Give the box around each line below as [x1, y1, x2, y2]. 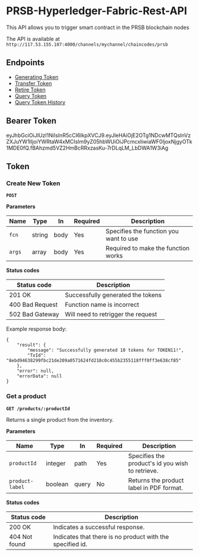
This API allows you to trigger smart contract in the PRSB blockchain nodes [6, 24, 190, 31]
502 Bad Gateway [9, 310, 59, 319]
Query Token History [14, 99, 66, 106]
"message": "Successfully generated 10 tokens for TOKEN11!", [27, 347, 184, 354]
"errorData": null [17, 373, 62, 379]
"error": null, [17, 368, 54, 374]
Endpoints [6, 58, 45, 68]
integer [46, 459, 66, 467]
